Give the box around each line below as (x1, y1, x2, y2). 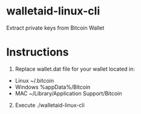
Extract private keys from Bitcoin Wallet (6, 24, 105, 31)
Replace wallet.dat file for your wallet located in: (15, 65, 135, 72)
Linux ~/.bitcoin (15, 77, 54, 84)
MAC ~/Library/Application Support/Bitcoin (15, 89, 122, 97)
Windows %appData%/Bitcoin (15, 83, 91, 90)
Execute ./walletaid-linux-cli (15, 101, 85, 109)
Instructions (6, 45, 69, 59)
